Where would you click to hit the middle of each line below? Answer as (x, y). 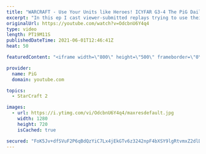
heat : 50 (17, 46)
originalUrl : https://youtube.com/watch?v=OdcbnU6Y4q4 (78, 23)
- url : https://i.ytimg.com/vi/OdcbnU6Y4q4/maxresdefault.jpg (93, 113)
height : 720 (32, 124)
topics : (16, 90)
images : (16, 108)
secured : (17, 141)
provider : (19, 68)
